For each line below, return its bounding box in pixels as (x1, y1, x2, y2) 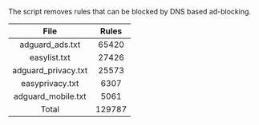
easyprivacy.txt (21, 78, 79, 88)
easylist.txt (29, 52, 71, 63)
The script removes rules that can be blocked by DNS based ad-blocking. (8, 7, 251, 16)
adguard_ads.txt (19, 39, 81, 50)
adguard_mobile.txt (13, 91, 87, 102)
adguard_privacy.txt (12, 65, 88, 76)
